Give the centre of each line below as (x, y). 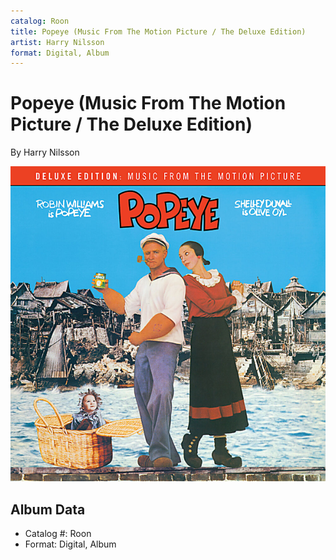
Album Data (48, 509)
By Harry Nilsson (45, 152)
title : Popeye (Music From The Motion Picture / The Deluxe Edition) (158, 31)
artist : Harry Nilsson (57, 42)
